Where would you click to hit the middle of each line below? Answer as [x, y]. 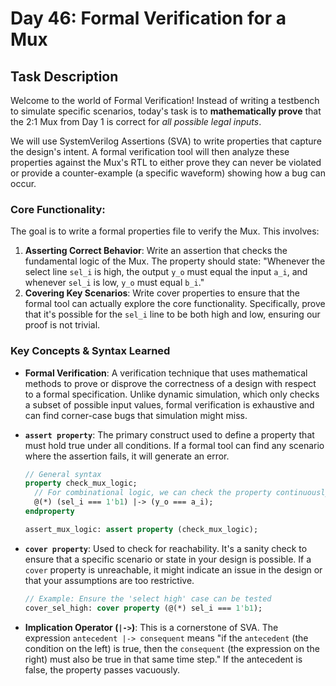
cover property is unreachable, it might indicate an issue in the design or [173, 569]
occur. [23, 183]
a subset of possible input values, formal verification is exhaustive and [169, 404]
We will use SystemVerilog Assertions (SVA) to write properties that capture [166, 141]
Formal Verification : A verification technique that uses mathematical [166, 373]
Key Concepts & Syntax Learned [90, 351]
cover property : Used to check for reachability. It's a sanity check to [166, 548]
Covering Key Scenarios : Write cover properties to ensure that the [162, 293]
